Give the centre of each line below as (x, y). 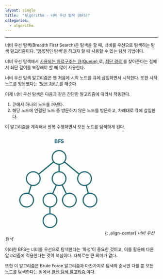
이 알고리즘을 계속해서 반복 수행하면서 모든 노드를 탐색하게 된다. (65, 127)
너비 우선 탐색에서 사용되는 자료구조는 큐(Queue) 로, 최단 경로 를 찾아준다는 (76, 62)
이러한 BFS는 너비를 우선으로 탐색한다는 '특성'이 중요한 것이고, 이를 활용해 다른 (80, 249)
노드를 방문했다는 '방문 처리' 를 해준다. (41, 84)
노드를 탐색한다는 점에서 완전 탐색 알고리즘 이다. (50, 272)
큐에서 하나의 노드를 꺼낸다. (38, 105)
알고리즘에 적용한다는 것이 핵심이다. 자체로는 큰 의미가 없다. (61, 256)
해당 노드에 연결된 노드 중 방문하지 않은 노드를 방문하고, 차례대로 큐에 (77, 110)
